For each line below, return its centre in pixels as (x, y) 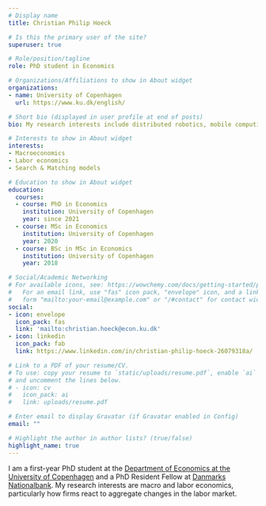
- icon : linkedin (37, 337)
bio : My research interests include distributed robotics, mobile (120, 124)
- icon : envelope (37, 314)
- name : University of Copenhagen (65, 95)
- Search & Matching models (55, 168)
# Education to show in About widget (70, 182)
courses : (30, 197)
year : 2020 (40, 241)
